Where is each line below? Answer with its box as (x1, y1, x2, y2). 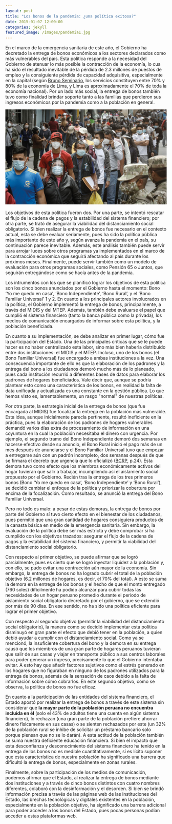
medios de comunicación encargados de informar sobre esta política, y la (5, 318, 161, 324)
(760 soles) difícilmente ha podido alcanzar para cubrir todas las (5, 587, 142, 593)
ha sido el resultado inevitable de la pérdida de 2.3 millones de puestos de (5, 67, 162, 73)
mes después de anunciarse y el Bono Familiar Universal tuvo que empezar (5, 447, 164, 453)
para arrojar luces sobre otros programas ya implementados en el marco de (5, 248, 165, 254)
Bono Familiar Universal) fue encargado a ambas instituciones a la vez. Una (5, 355, 165, 361)
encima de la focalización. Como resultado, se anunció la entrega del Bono (5, 490, 163, 496)
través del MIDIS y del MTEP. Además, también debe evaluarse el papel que (5, 307, 165, 313)
